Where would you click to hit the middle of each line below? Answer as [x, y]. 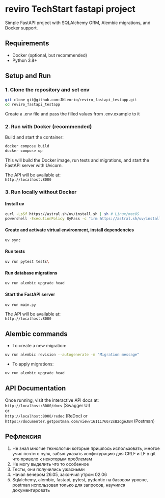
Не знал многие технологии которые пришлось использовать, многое [86, 448]
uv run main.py [21, 305]
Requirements [27, 43]
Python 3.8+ [25, 60]
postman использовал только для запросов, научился [69, 485]
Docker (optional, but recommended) [50, 55]
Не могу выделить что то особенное [51, 464]
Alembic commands [36, 334]
